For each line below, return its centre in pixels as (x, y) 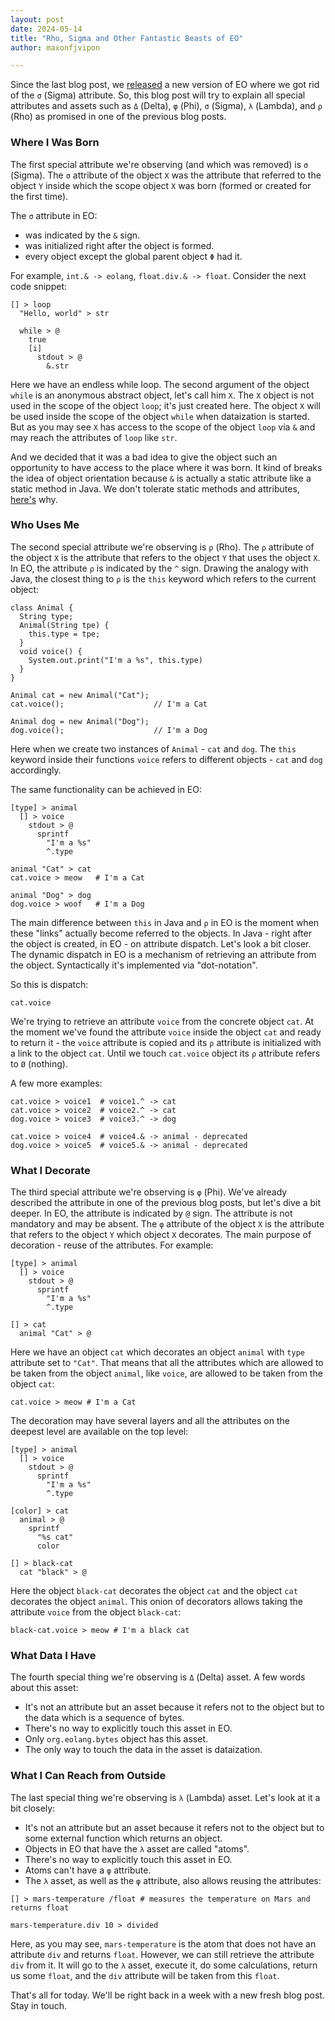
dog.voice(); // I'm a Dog (109, 730)
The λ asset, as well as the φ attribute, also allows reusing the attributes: (173, 1880)
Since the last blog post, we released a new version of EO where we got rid (165, 85)
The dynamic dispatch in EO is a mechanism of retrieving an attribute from (163, 954)
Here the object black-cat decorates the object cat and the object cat (154, 1591)
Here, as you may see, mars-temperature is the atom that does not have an (163, 1943)
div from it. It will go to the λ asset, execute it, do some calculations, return (164, 1965)
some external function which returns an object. (123, 1838)
